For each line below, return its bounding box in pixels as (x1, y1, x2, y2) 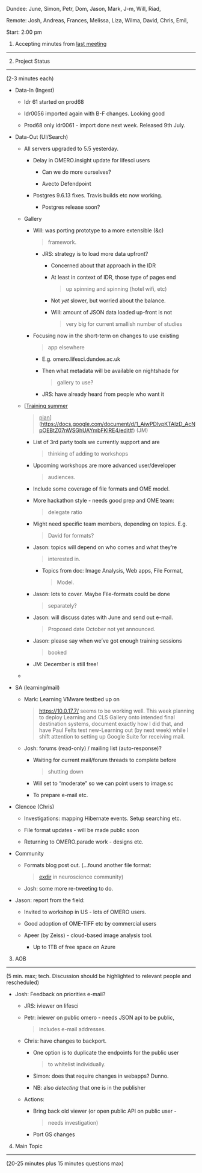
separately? (47, 602, 77, 609)
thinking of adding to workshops (47, 450, 128, 457)
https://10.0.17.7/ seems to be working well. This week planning (38, 707, 195, 714)
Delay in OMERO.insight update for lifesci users (32, 157, 150, 164)
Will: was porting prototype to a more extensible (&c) (32, 227, 164, 234)
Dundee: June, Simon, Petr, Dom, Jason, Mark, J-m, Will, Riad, (6, 5, 161, 12)
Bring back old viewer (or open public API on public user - (32, 1107, 177, 1114)
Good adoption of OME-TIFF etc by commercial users (23, 920, 157, 927)
